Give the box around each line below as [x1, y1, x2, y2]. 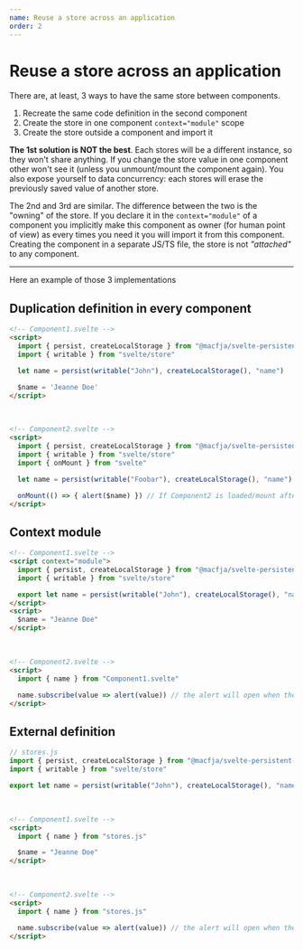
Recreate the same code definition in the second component [22, 108, 248, 118]
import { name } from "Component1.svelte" [17, 674, 179, 683]
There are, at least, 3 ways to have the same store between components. [9, 90, 281, 101]
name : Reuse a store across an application [9, 13, 176, 23]
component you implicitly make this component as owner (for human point [9, 220, 286, 230]
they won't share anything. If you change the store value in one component [9, 155, 289, 165]
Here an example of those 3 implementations [9, 275, 177, 286]
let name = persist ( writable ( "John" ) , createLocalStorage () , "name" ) [17, 366, 284, 375]
